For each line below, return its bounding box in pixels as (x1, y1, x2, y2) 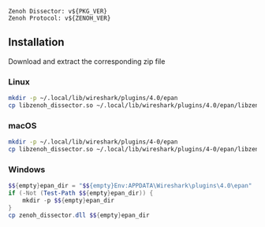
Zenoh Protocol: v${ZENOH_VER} (8, 14, 111, 22)
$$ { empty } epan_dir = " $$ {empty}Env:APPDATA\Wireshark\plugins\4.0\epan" (8, 182, 252, 190)
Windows (8, 164, 46, 175)
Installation (8, 35, 65, 49)
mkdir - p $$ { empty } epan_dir (22, 196, 114, 204)
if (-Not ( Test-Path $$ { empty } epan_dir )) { (8, 189, 154, 197)
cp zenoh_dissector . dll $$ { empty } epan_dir (8, 211, 150, 219)
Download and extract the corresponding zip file (8, 56, 166, 66)
